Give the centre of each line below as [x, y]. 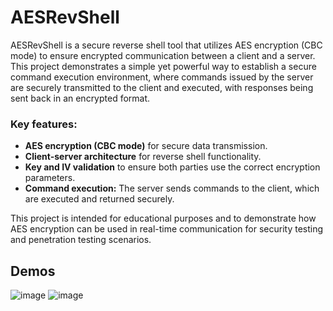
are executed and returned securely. [99, 199]
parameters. [50, 178]
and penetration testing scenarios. [81, 240]
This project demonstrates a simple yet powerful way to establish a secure [163, 66]
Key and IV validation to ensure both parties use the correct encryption [172, 167]
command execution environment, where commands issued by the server [162, 77]
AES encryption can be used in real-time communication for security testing [167, 229]
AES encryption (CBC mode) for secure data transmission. [146, 146]
